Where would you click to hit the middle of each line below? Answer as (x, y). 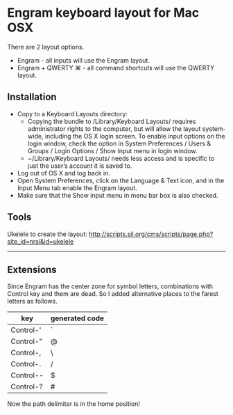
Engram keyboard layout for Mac (103, 13)
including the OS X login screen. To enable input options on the (135, 136)
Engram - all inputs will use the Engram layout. (84, 60)
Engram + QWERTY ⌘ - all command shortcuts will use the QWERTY (116, 68)
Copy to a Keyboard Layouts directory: (72, 113)
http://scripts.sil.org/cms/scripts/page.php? (151, 234)
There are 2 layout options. (46, 47)
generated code (77, 318)
